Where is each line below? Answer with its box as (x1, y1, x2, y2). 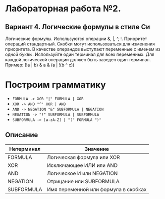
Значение (84, 145, 109, 152)
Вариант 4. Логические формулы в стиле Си (5, 23, 150, 31)
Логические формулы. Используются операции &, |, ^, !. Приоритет (5, 36, 147, 41)
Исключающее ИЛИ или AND (47, 161, 118, 168)
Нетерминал (9, 145, 41, 152)
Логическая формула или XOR (47, 154, 120, 160)
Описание (5, 131, 38, 139)
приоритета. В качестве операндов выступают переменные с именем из (5, 46, 161, 52)
